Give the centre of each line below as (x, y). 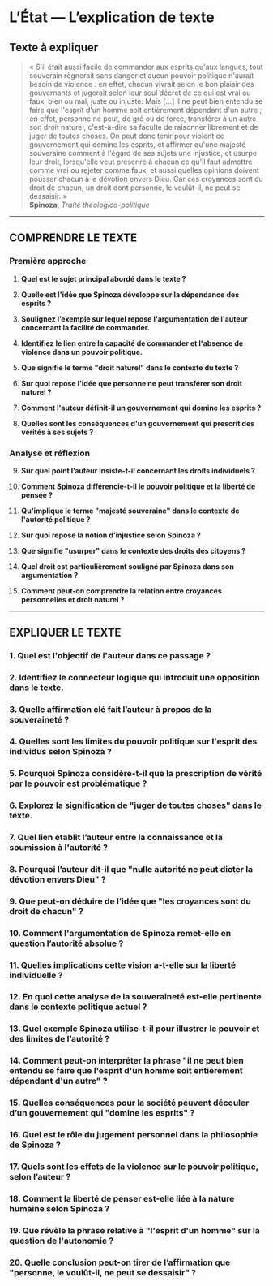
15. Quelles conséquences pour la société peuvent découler (129, 1103)
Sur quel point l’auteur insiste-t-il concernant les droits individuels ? (138, 470)
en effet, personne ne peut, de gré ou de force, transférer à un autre (143, 119)
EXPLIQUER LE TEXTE (65, 633)
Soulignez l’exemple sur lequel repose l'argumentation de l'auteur (134, 319)
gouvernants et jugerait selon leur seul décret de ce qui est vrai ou (140, 93)
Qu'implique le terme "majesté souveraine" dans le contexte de (130, 511)
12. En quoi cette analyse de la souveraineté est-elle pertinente (135, 997)
